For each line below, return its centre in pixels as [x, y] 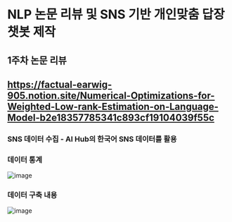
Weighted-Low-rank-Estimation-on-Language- [113, 106]
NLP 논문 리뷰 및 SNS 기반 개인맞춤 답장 [116, 14]
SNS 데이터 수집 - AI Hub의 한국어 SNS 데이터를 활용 [92, 139]
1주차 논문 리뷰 [37, 60]
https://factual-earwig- [60, 84]
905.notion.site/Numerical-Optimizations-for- [111, 95]
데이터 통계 [25, 159]
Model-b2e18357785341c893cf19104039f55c [111, 117]
